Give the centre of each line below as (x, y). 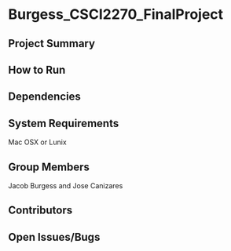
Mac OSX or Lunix (37, 142)
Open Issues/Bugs (54, 237)
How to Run (37, 69)
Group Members (49, 167)
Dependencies (44, 97)
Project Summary (52, 44)
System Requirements (64, 123)
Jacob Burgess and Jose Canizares (66, 185)
